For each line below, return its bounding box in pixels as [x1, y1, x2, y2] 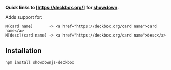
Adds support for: [5, 14, 42, 20]
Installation [5, 47, 42, 55]
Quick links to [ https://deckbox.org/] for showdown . [5, 5, 119, 10]
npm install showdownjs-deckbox [5, 60, 74, 65]
